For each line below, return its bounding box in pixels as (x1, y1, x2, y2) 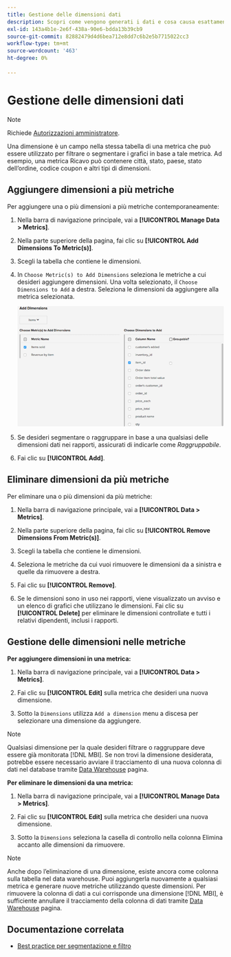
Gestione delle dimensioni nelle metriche (7, 636, 186, 648)
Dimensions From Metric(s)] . (16, 533, 101, 542)
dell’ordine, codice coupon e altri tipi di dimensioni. (7, 164, 151, 172)
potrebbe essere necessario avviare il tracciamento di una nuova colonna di (7, 758, 222, 766)
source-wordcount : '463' (7, 48, 78, 54)
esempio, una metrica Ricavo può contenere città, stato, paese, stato (7, 156, 202, 165)
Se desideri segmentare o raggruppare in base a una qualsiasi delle (16, 433, 208, 441)
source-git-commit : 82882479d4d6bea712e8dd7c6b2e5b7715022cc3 (7, 33, 189, 40)
